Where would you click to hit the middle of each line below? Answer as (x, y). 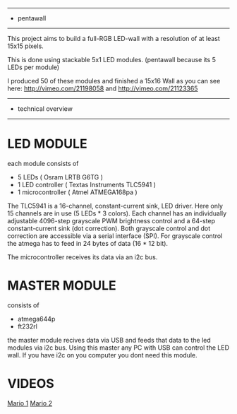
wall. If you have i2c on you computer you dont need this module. (102, 355)
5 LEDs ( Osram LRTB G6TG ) (60, 177)
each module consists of (43, 163)
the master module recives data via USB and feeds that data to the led (109, 340)
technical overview (45, 109)
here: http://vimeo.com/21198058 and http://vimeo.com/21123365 (103, 88)
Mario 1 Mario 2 (30, 403)
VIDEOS (31, 384)
